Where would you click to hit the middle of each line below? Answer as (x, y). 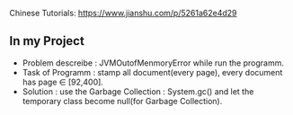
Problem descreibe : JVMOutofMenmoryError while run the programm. (153, 63)
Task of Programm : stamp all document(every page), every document (152, 72)
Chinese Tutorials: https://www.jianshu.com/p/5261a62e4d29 (123, 13)
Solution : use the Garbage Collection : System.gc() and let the (138, 91)
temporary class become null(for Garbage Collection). (122, 101)
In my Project (47, 41)
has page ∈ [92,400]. (62, 82)
